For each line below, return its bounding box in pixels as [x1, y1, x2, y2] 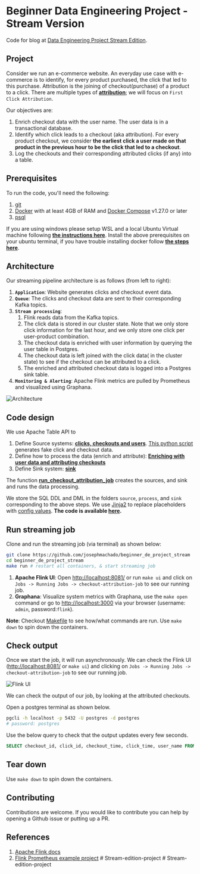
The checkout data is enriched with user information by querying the [23, 339, 192, 346]
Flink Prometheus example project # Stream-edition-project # [14, 854, 166, 861]
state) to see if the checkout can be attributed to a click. [23, 358, 161, 365]
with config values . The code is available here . [6, 507, 122, 515]
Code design [6, 413, 55, 423]
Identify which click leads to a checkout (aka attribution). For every [14, 131, 179, 138]
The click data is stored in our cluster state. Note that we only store [23, 320, 189, 327]
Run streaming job [6, 525, 76, 535]
